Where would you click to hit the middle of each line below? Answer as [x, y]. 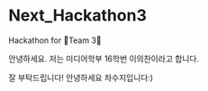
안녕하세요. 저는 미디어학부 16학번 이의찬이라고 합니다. [104, 58]
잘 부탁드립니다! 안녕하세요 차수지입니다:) [81, 78]
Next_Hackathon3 [78, 16]
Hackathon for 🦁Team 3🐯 [55, 40]
